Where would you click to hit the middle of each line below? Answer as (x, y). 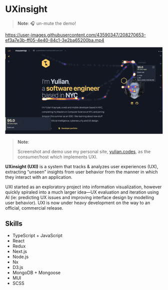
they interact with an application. (39, 177)
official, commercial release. (34, 208)
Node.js (20, 257)
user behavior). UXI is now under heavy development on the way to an (78, 203)
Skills (14, 223)
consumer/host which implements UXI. (57, 157)
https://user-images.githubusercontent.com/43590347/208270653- (75, 35)
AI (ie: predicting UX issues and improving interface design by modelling (79, 197)
